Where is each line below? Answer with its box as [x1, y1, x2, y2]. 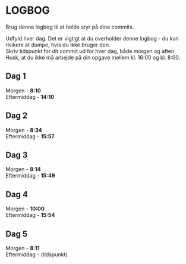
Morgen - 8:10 [5, 87, 41, 94]
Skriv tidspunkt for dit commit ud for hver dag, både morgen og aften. [5, 47, 176, 54]
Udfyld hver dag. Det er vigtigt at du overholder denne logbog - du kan [5, 35, 179, 42]
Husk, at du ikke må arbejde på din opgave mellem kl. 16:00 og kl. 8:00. [5, 54, 181, 61]
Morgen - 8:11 [5, 245, 40, 251]
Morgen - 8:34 [5, 126, 42, 133]
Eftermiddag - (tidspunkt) [5, 251, 68, 258]
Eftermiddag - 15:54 [5, 212, 55, 219]
